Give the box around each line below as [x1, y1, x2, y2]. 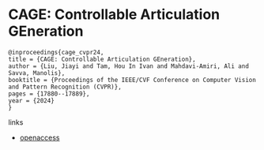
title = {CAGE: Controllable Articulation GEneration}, [8, 55, 196, 63]
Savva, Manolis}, [8, 69, 66, 77]
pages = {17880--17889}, [8, 89, 90, 98]
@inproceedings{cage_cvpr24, [8, 48, 104, 56]
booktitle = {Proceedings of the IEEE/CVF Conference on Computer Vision [8, 76, 257, 84]
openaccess [19, 133, 60, 142]
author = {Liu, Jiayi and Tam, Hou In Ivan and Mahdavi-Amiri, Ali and [8, 62, 249, 70]
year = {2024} [8, 96, 55, 104]
